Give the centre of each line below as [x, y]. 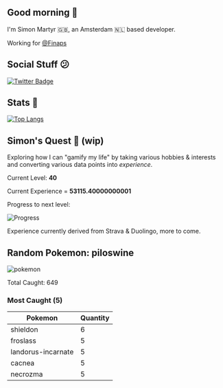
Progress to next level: [39, 205]
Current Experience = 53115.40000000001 [69, 191]
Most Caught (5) [35, 300]
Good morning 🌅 [43, 13]
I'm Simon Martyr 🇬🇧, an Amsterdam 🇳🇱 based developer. [92, 29]
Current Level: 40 [32, 178]
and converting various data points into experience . [80, 165]
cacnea [23, 363]
